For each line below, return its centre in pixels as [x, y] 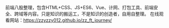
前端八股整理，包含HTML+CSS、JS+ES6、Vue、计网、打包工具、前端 [79, 7]
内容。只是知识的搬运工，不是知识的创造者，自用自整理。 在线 [93, 14]
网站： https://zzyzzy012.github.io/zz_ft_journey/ [61, 20]
